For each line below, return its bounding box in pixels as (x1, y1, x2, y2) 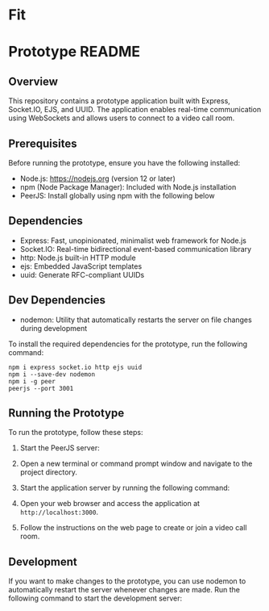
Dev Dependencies (8, 293, 106, 308)
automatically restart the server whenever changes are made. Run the (8, 585, 240, 595)
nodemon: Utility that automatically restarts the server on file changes (19, 315, 252, 324)
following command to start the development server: (8, 593, 183, 603)
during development (19, 323, 88, 333)
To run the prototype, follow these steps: (8, 428, 143, 437)
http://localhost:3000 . (19, 507, 99, 517)
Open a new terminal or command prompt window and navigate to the (19, 458, 253, 469)
